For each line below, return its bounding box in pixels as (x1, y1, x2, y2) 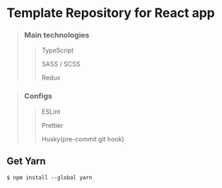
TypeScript (41, 46, 74, 54)
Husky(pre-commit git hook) (41, 134, 124, 143)
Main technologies (23, 30, 90, 40)
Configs (23, 91, 52, 101)
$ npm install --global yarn (6, 174, 93, 181)
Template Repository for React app (6, 5, 215, 21)
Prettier (41, 121, 64, 129)
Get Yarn (6, 155, 47, 168)
